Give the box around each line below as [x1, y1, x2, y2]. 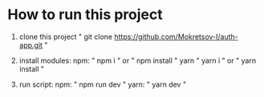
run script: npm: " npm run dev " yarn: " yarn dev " [18, 80, 186, 89]
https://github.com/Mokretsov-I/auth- [114, 32, 238, 41]
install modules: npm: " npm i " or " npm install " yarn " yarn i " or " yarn [18, 56, 257, 65]
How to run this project [7, 6, 164, 24]
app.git [18, 40, 43, 49]
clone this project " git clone [18, 32, 113, 41]
